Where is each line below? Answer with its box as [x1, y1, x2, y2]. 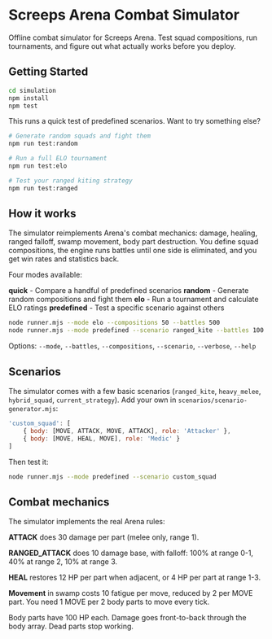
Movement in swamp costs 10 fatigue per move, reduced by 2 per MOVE [8, 589, 253, 598]
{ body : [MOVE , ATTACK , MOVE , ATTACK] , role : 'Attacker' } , [23, 427, 231, 435]
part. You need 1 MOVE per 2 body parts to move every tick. [8, 597, 210, 607]
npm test [8, 102, 38, 110]
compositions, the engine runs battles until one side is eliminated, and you [8, 246, 257, 256]
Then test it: [8, 457, 49, 466]
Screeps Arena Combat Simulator [8, 6, 240, 24]
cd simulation [8, 86, 57, 94]
